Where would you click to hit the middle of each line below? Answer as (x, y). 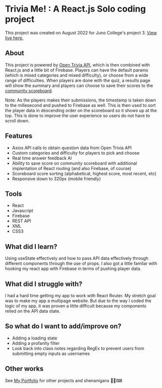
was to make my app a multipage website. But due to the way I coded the (78, 301)
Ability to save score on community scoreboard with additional (74, 163)
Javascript (23, 211)
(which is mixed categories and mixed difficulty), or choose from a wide (77, 75)
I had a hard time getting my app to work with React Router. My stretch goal (81, 295)
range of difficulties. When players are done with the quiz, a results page (78, 80)
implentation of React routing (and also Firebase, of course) (72, 168)
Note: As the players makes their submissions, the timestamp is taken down (81, 100)
